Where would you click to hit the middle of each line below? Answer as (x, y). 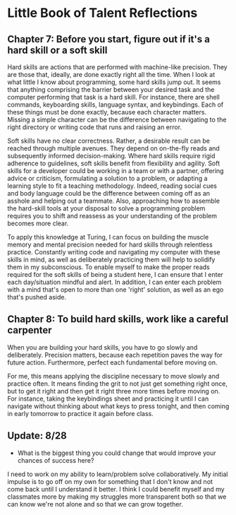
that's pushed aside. (37, 297)
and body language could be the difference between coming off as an (108, 193)
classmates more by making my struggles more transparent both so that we (117, 497)
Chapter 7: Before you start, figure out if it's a (108, 39)
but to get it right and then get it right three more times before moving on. (114, 391)
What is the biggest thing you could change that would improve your (117, 453)
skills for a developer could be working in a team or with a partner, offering (116, 171)
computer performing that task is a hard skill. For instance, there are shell (113, 97)
